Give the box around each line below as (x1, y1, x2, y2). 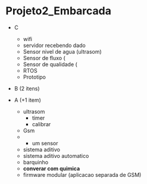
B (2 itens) (14, 85, 40, 92)
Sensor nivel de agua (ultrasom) (23, 48, 102, 55)
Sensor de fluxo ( (23, 54, 66, 61)
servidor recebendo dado (23, 42, 86, 49)
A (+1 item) (14, 96, 41, 104)
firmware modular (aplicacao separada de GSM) (23, 171, 142, 178)
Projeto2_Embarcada (5, 4, 111, 18)
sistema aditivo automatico (23, 152, 89, 159)
